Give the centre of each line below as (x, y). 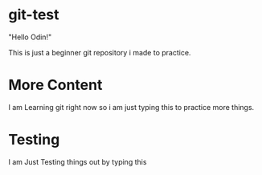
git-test (34, 15)
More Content (55, 85)
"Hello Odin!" (30, 37)
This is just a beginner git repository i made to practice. (100, 52)
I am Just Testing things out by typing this (78, 161)
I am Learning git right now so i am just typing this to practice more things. (131, 107)
